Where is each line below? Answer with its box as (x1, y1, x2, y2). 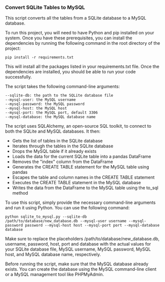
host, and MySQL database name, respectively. (5, 252, 101, 257)
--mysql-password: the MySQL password (5, 102, 85, 107)
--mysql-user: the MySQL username (5, 97, 76, 102)
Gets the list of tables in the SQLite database (12, 138, 103, 144)
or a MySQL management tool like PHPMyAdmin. (5, 272, 104, 278)
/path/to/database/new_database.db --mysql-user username (5, 219, 127, 224)
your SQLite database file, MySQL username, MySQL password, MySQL (5, 246, 151, 252)
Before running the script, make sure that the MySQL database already (5, 261, 149, 267)
